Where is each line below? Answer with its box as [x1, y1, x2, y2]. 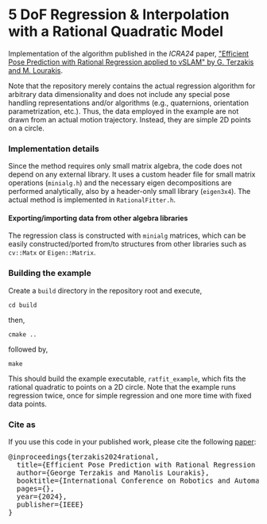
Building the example [8, 268, 91, 279]
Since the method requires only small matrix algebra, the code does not [8, 161, 242, 171]
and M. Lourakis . [8, 65, 64, 75]
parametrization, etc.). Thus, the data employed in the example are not [8, 106, 239, 116]
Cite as [8, 419, 36, 430]
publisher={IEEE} [16, 500, 84, 510]
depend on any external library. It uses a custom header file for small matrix [8, 169, 256, 180]
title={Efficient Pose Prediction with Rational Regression [16, 460, 256, 470]
